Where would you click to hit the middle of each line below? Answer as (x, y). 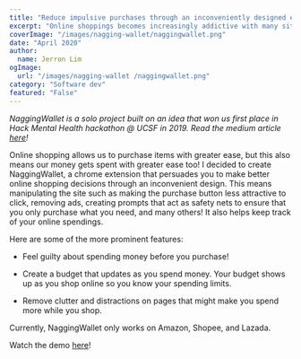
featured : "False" (43, 92)
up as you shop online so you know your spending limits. (127, 283)
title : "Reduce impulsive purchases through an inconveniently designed (148, 18)
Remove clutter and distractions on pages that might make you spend (150, 301)
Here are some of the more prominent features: (96, 239)
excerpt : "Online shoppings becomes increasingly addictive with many (144, 26)
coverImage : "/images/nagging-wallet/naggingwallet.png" (118, 34)
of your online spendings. (56, 222)
